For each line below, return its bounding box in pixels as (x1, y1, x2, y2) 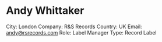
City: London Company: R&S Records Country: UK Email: (6, 23, 142, 30)
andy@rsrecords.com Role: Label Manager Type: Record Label (6, 29, 157, 36)
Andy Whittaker (6, 4, 84, 17)
